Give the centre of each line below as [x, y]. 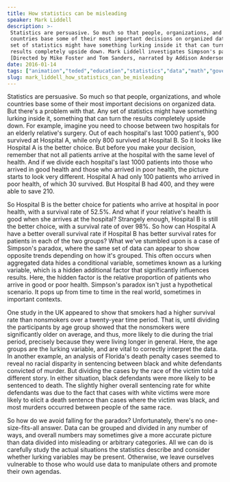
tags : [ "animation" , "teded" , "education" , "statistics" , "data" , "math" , [108, 71]
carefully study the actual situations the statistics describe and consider [108, 450]
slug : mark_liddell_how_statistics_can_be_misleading [86, 77]
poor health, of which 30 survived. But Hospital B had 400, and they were [111, 184]
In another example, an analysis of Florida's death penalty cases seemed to [114, 357]
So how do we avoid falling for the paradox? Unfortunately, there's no [105, 421]
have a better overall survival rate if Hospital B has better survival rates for [112, 234]
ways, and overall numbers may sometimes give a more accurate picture [110, 435]
